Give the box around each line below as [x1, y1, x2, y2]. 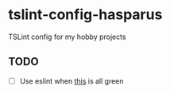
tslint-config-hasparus [8, 6, 163, 24]
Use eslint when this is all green [19, 76, 125, 85]
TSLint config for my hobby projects [8, 32, 126, 41]
